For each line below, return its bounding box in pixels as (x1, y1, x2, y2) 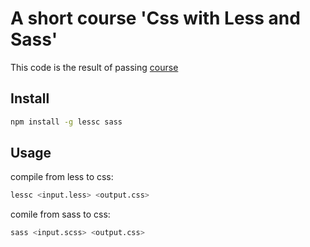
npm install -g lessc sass (10, 117, 123, 127)
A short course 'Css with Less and (10, 7, 301, 30)
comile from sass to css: (10, 208, 111, 221)
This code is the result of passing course (10, 61, 179, 73)
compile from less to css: (10, 171, 114, 183)
